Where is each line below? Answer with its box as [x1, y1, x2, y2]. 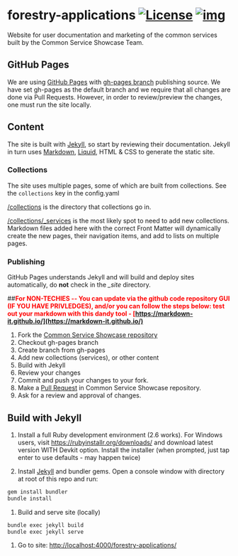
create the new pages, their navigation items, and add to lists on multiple [7, 231, 220, 240]
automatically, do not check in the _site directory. [7, 281, 151, 289]
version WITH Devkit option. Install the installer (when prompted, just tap [17, 445, 230, 454]
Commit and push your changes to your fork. [17, 376, 149, 385]
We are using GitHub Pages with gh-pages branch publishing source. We [7, 77, 221, 86]
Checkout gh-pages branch [17, 338, 99, 347]
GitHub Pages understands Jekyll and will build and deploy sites [7, 273, 195, 282]
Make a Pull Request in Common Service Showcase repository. [17, 384, 202, 392]
